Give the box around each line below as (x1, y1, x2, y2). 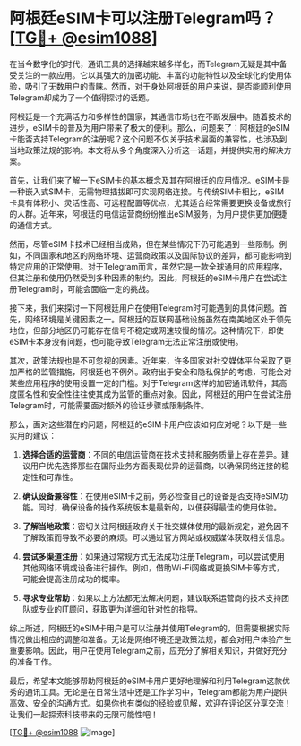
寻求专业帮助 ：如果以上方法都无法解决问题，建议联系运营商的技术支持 (21, 592, 282, 603)
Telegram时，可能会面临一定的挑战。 (16, 283, 154, 294)
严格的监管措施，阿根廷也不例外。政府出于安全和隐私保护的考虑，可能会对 (16, 366, 292, 377)
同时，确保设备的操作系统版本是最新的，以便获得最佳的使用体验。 (38, 502, 282, 512)
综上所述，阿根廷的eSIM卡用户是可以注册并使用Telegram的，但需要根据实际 (9, 622, 291, 633)
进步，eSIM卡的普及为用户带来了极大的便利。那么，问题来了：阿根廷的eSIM (9, 122, 291, 133)
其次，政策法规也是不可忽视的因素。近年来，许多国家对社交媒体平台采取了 (9, 355, 284, 365)
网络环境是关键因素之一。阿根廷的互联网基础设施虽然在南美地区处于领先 (24, 313, 292, 324)
